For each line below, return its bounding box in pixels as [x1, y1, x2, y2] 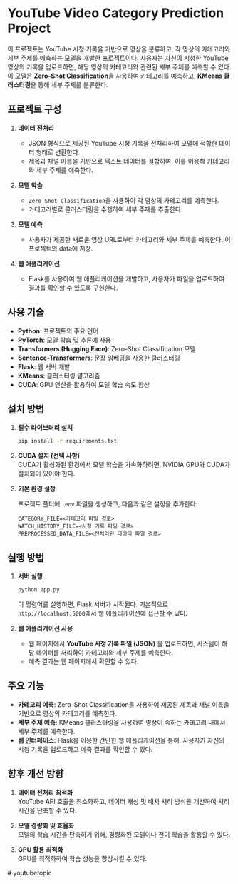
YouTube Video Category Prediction [7, 5, 224, 21]
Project [7, 20, 51, 36]
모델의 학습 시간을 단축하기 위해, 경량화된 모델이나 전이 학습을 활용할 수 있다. [17, 830, 231, 838]
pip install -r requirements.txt [17, 438, 118, 445]
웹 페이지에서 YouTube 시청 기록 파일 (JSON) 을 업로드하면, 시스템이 [28, 639, 220, 648]
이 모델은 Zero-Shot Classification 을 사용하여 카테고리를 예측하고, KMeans [7, 71, 223, 80]
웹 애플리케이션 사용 [17, 623, 73, 633]
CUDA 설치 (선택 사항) [17, 451, 81, 460]
